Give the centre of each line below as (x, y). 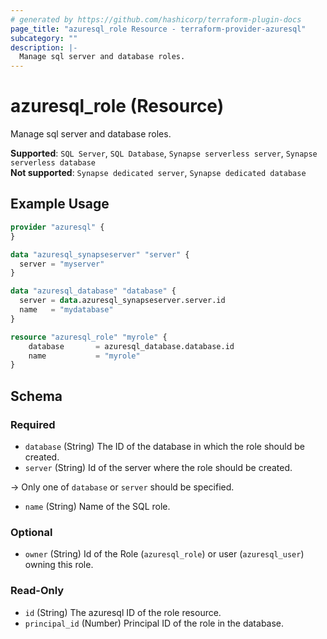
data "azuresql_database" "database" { (93, 291)
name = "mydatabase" (66, 310)
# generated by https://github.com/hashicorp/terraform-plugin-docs (156, 19)
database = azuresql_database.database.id (131, 346)
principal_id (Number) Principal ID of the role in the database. (154, 623)
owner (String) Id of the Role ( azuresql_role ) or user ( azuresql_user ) (164, 554)
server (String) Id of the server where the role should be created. (158, 467)
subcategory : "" (44, 38)
